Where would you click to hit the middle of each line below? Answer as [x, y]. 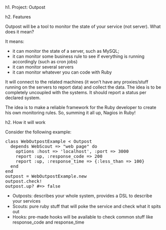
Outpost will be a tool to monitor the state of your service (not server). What [83, 26]
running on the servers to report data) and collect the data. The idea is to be [83, 87]
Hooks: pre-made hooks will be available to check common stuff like [83, 217]
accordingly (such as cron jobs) [45, 61]
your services [26, 201]
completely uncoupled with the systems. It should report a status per [76, 92]
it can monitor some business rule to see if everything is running [78, 56]
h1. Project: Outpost [25, 7]
